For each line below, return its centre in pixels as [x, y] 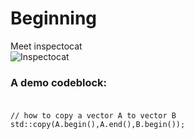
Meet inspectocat [46, 46]
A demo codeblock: [59, 82]
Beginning [54, 18]
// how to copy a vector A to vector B [93, 116]
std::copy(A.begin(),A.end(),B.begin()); [98, 125]
